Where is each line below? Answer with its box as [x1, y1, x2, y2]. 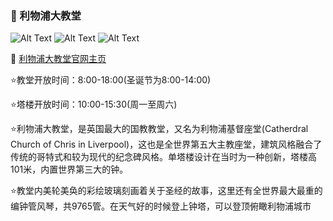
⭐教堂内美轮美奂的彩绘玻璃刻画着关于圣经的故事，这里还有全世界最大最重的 [10, 185, 323, 197]
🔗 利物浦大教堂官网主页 [10, 53, 107, 65]
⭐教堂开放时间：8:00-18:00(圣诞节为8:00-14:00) [10, 74, 212, 86]
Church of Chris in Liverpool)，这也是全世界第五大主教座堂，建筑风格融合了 [10, 138, 323, 151]
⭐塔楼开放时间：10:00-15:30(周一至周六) [10, 98, 178, 111]
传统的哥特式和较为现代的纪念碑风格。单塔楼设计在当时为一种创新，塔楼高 [10, 151, 317, 163]
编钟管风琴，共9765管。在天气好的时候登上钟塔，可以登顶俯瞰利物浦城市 [10, 200, 312, 212]
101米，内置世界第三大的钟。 [10, 163, 129, 176]
